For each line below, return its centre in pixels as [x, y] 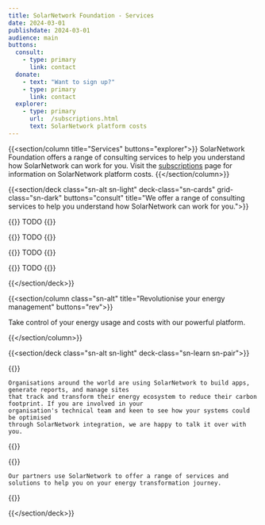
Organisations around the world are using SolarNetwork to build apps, [129, 383]
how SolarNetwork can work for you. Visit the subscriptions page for [120, 165]
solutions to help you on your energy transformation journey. [115, 483]
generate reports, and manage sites [69, 389]
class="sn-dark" [35, 197]
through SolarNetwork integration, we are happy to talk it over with [127, 424]
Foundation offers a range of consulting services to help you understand [127, 157]
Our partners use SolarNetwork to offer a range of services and [118, 476]
